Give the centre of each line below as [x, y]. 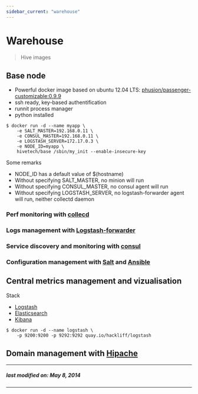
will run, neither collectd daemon [55, 199]
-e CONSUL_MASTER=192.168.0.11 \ [58, 136]
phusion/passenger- [166, 90]
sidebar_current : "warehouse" [43, 12]
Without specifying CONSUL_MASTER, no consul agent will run [92, 187]
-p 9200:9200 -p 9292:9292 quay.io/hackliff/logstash [84, 335]
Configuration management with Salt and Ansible [78, 262]
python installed [34, 115]
